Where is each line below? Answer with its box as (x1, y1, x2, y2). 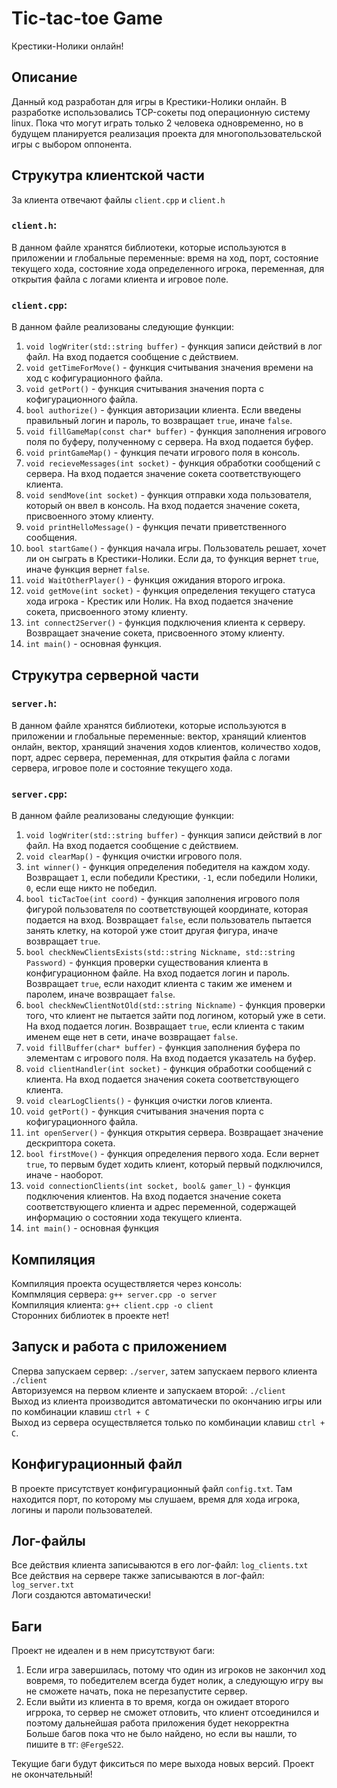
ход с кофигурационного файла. (25, 372, 164, 384)
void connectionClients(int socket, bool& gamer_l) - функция (25, 1180, 291, 1192)
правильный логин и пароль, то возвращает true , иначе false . (25, 415, 293, 427)
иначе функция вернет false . (25, 563, 151, 576)
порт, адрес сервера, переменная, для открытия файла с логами (11, 751, 291, 763)
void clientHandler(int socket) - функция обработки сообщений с (25, 1063, 313, 1075)
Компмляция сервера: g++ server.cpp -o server (11, 1288, 218, 1300)
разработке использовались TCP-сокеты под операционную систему (11, 106, 311, 118)
